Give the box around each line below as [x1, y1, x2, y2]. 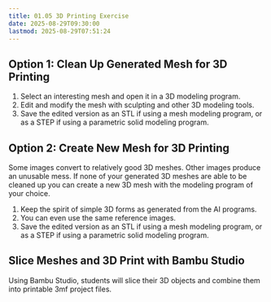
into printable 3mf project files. [8, 284, 112, 294]
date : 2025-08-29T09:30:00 [8, 20, 100, 28]
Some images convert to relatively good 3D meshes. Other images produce [8, 163, 261, 172]
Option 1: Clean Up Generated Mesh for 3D [8, 57, 228, 71]
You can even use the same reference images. [20, 213, 177, 222]
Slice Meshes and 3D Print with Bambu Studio [8, 254, 246, 268]
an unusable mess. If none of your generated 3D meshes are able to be [8, 172, 247, 181]
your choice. [8, 189, 50, 198]
